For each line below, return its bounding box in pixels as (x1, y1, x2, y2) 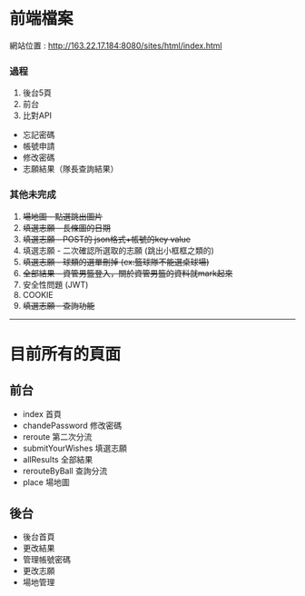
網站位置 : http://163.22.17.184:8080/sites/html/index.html (9, 40, 222, 51)
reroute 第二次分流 (22, 431, 93, 442)
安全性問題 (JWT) (22, 279, 89, 290)
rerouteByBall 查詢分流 (22, 465, 108, 476)
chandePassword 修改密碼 (22, 420, 123, 431)
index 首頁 (22, 408, 62, 419)
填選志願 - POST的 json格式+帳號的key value (22, 233, 191, 244)
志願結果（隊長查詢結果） (22, 164, 119, 174)
